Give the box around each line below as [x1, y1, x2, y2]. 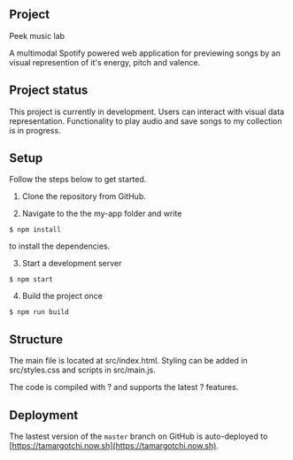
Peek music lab [9, 30, 65, 41]
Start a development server [21, 258, 122, 269]
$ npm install [9, 226, 62, 234]
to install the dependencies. [9, 241, 111, 251]
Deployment [9, 407, 79, 423]
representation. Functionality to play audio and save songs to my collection [9, 115, 282, 126]
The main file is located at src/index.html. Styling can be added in [9, 356, 248, 366]
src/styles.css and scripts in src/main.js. [9, 364, 157, 375]
